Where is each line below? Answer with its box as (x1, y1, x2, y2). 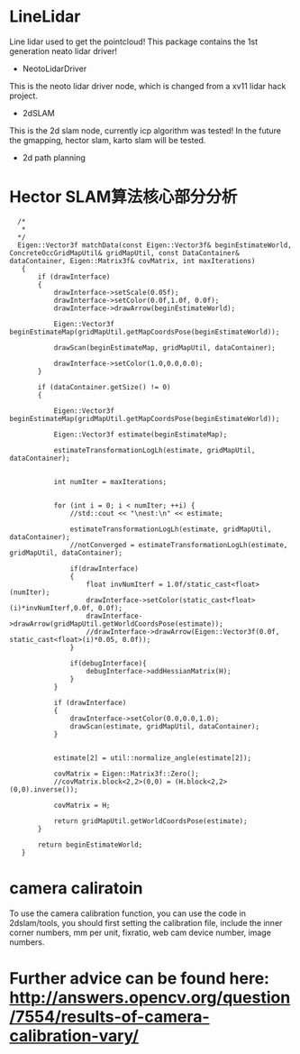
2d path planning (22, 151, 86, 163)
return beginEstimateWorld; (37, 840, 143, 849)
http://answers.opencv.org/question (9, 987, 291, 1007)
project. (9, 90, 39, 101)
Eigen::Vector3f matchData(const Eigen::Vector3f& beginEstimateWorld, (17, 241, 293, 250)
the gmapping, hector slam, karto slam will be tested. (9, 134, 206, 145)
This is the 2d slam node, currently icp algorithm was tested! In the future (9, 124, 282, 136)
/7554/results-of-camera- (9, 1007, 210, 1027)
